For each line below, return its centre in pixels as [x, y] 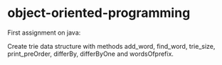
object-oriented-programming [99, 13]
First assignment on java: [44, 32]
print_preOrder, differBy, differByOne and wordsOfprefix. [91, 54]
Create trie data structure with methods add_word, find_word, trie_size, [111, 46]
